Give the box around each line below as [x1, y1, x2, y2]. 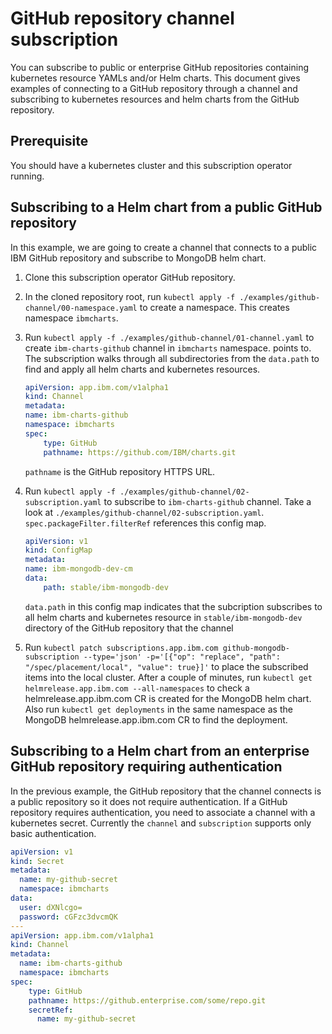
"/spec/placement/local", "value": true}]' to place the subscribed [24, 660, 309, 672]
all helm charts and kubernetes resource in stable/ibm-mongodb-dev [24, 611, 303, 623]
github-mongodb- [222, 643, 291, 653]
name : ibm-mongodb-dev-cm [24, 564, 133, 574]
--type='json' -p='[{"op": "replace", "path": [83, 652, 281, 662]
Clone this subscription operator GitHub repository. [24, 271, 236, 283]
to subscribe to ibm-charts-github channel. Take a [103, 495, 312, 507]
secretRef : [28, 1005, 74, 1015]
